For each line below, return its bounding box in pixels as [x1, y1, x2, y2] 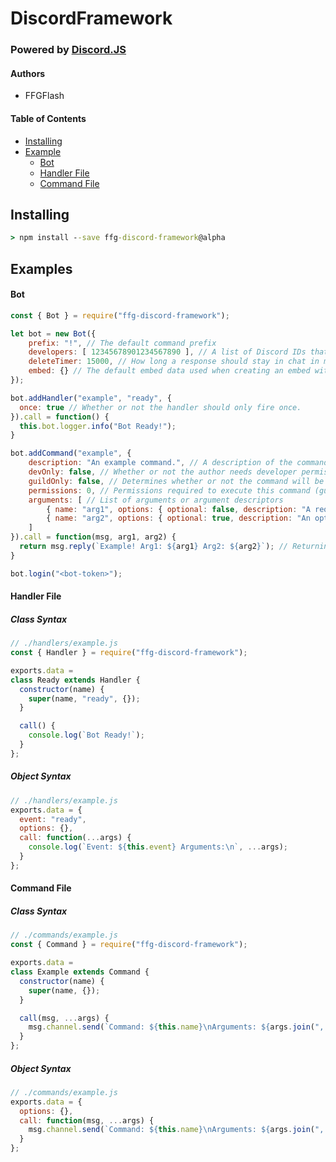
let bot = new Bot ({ [10, 328, 97, 339]
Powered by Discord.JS [10, 43, 127, 57]
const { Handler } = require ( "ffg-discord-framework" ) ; [10, 648, 248, 658]
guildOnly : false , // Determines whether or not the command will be [28, 476, 325, 486]
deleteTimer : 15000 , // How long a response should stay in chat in [28, 357, 320, 367]
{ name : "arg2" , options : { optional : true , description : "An [46, 513, 311, 524]
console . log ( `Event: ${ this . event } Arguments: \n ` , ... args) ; [28, 842, 289, 852]
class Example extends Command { [10, 967, 150, 977]
